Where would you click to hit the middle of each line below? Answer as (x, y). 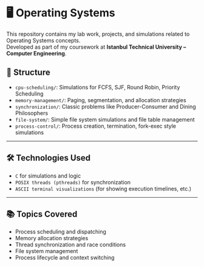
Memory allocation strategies (52, 238)
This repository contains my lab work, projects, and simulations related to (98, 34)
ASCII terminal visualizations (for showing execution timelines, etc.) (103, 189)
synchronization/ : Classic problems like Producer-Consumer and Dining (105, 106)
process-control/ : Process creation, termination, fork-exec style (96, 126)
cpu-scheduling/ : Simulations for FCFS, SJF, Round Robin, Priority (97, 87)
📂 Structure (28, 73)
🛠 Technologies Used (49, 158)
